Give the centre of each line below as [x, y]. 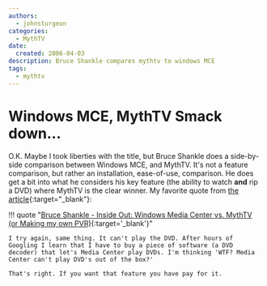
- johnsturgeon [41, 23]
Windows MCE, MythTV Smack [115, 116]
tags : [17, 69]
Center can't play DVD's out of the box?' [81, 259]
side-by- [245, 156]
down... [35, 133]
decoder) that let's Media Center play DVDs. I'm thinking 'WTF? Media [131, 252]
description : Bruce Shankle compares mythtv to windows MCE [112, 62]
